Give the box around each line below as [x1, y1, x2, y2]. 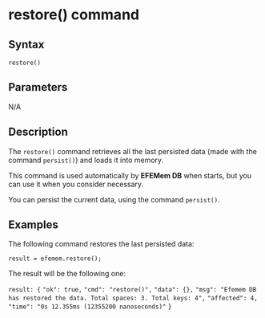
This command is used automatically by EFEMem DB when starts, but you [8, 170, 252, 180]
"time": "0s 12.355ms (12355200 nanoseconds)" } [8, 303, 172, 311]
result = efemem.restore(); [8, 255, 102, 263]
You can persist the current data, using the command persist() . [8, 194, 220, 204]
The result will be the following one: [8, 269, 126, 279]
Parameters [8, 80, 68, 94]
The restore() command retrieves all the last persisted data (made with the [8, 146, 258, 156]
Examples [8, 218, 58, 232]
